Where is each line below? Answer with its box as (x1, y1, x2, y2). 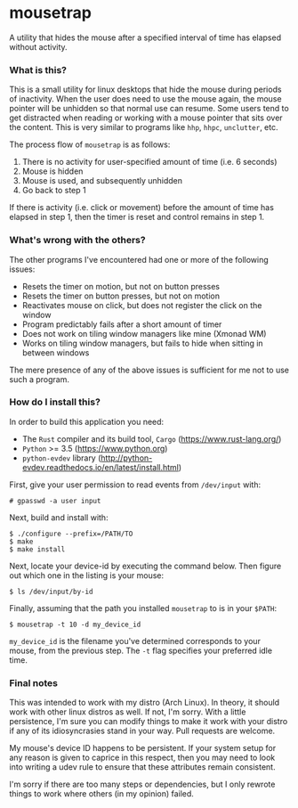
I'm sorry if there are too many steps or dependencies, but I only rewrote (9, 779, 276, 790)
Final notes (9, 676, 58, 689)
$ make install (9, 544, 66, 554)
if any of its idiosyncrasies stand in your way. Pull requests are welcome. (9, 725, 276, 737)
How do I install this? (9, 396, 101, 408)
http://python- (101, 453, 153, 463)
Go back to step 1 (21, 185, 86, 196)
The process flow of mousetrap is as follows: (9, 139, 171, 150)
